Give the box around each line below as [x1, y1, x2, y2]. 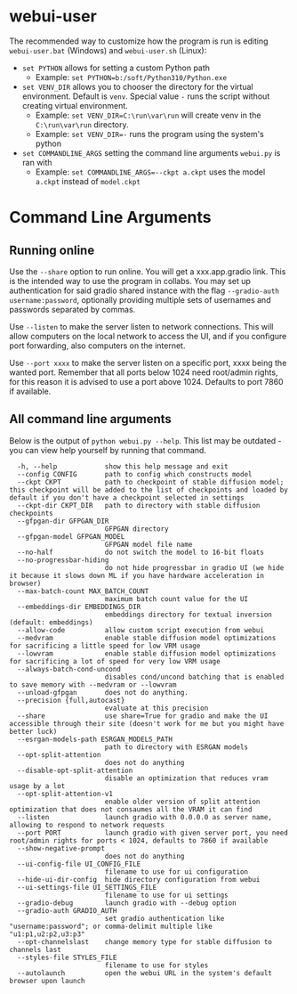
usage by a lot [9, 781, 66, 790]
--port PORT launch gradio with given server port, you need [17, 828, 289, 837]
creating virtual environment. [21, 100, 129, 110]
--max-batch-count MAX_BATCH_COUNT [17, 586, 149, 596]
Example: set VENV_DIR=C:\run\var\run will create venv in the [35, 110, 261, 120]
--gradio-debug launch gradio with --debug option [17, 898, 237, 908]
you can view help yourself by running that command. [9, 444, 207, 455]
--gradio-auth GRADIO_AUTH [17, 906, 117, 915]
